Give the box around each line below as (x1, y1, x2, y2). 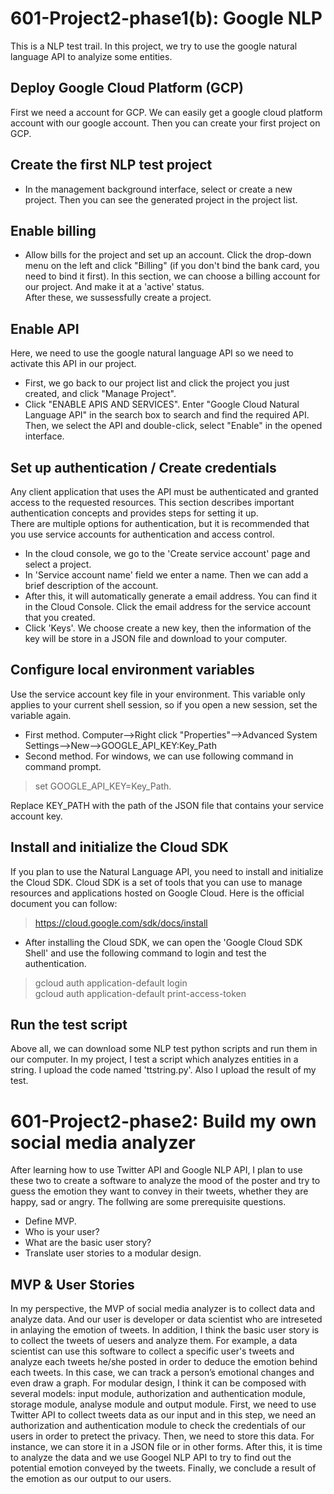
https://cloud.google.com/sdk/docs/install (34, 917, 208, 929)
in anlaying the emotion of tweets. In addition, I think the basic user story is (10, 1324, 320, 1336)
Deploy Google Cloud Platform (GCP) (10, 80, 244, 97)
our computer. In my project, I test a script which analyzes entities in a (10, 1053, 299, 1066)
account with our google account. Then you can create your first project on (10, 117, 321, 129)
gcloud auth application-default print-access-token (34, 987, 247, 999)
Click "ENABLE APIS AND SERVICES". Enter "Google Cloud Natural (24, 398, 300, 411)
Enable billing (10, 222, 97, 239)
